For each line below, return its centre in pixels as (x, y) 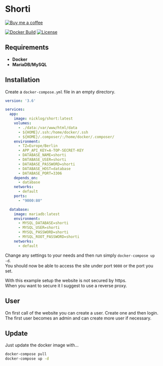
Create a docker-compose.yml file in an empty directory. (60, 92)
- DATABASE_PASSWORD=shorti (47, 164)
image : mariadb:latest (37, 214)
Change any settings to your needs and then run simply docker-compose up (80, 255)
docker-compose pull (26, 354)
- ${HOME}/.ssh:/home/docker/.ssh (53, 132)
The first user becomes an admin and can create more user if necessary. (78, 318)
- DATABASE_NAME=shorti (42, 155)
